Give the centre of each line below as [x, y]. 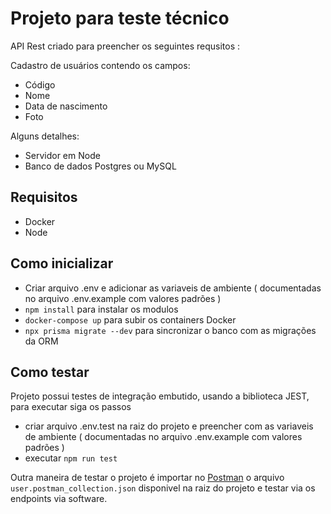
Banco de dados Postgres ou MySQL [100, 166]
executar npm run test [71, 458]
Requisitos [44, 197]
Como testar [50, 372]
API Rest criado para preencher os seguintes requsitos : [125, 46]
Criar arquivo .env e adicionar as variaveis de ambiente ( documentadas [173, 288]
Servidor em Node [62, 155]
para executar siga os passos [71, 407]
